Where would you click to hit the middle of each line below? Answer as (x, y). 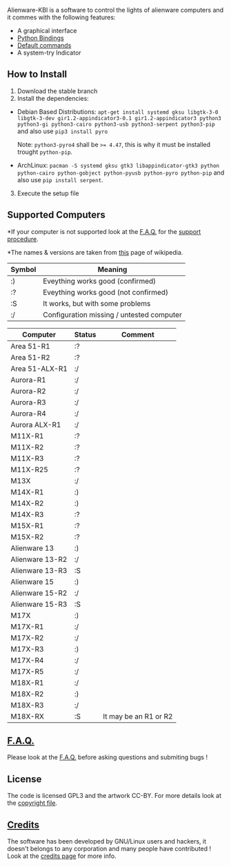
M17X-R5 (27, 671)
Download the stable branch (57, 91)
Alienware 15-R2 (39, 593)
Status (85, 334)
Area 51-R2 (30, 357)
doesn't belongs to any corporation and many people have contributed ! (109, 849)
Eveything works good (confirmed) (99, 281)
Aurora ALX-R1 (36, 425)
